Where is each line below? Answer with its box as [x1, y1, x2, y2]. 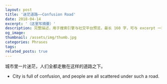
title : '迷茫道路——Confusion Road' [5, 12, 76, 17]
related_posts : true [5, 49, 48, 54]
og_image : [5, 30, 26, 35]
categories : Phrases [5, 40, 48, 45]
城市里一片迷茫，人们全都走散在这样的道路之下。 [5, 63, 105, 69]
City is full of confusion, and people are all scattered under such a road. [12, 73, 160, 79]
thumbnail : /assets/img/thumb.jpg [5, 35, 77, 40]
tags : [5, 44, 16, 49]
